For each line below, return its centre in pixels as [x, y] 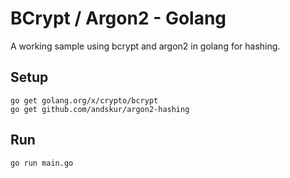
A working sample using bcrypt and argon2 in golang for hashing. [145, 46]
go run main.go [42, 163]
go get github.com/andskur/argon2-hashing [100, 109]
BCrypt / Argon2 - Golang [118, 18]
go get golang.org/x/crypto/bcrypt [84, 100]
